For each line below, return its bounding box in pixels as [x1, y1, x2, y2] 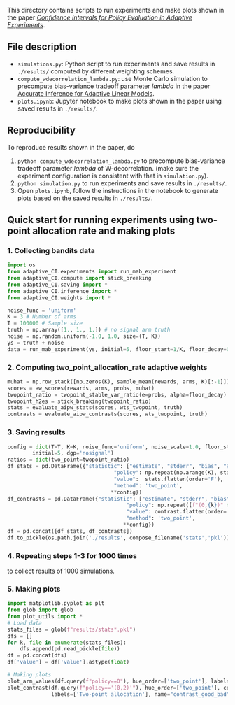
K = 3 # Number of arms [7, 313, 77, 320]
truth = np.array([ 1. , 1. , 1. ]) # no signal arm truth [7, 327, 171, 334]
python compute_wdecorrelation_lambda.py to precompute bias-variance [17, 157, 225, 165]
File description [7, 41, 77, 53]
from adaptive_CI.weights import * [7, 294, 111, 301]
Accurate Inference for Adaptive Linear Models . [17, 89, 155, 97]
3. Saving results [7, 427, 66, 437]
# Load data [7, 619, 42, 627]
